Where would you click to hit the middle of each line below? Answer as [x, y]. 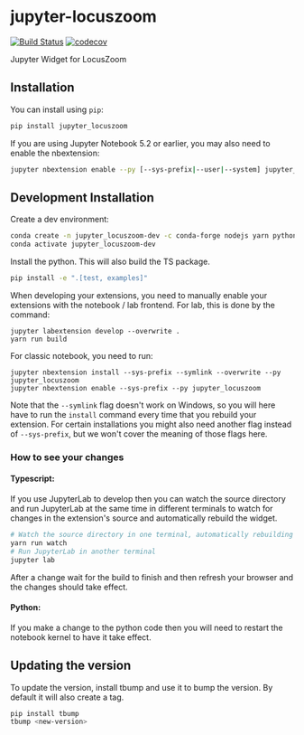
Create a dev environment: [60, 220]
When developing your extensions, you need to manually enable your [139, 295]
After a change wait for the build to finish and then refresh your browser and [152, 577]
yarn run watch [39, 543]
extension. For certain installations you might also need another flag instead [151, 424]
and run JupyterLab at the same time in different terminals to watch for [142, 509]
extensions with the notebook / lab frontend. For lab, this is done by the [143, 305]
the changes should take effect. [69, 587]
